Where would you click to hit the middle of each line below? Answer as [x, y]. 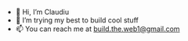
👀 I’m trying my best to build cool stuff [77, 20]
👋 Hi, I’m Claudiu [42, 12]
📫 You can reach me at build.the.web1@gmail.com [98, 29]
